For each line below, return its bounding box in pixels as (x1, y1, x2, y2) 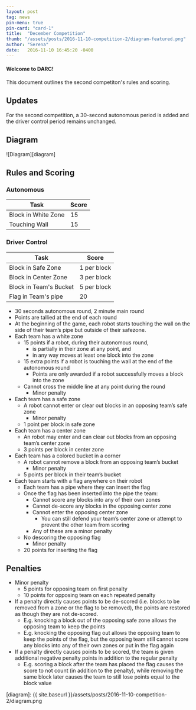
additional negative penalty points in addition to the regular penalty (14, 654, 178, 661)
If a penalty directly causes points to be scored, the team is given (14, 648, 174, 656)
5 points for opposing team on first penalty (23, 585, 128, 592)
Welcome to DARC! (6, 66, 54, 73)
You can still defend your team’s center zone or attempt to (41, 515, 182, 522)
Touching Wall (9, 220, 48, 228)
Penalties (6, 563, 41, 573)
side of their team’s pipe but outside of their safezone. (14, 326, 146, 333)
